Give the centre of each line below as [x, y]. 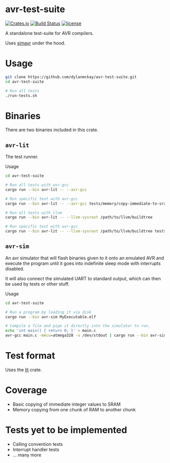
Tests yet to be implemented [66, 430]
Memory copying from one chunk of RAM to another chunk [74, 409]
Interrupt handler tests [36, 449]
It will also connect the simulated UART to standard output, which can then [83, 278]
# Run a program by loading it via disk [49, 312]
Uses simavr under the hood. [35, 43]
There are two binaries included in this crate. [52, 130]
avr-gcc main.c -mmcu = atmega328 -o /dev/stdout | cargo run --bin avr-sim [86, 335]
